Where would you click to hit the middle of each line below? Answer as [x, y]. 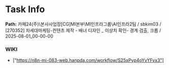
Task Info [25, 9]
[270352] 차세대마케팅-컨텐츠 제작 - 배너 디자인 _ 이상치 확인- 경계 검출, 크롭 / [83, 30]
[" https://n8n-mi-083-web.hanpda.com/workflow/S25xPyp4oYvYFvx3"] [88, 60]
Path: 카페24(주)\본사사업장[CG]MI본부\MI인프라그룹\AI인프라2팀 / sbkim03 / [83, 24]
